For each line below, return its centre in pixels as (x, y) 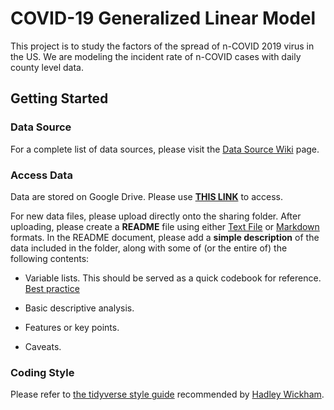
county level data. (47, 67)
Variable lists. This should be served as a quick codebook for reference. (173, 278)
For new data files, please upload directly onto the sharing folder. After (156, 216)
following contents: (50, 258)
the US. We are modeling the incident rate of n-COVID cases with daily (156, 56)
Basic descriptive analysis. (79, 308)
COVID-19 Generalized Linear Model (163, 18)
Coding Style (42, 372)
